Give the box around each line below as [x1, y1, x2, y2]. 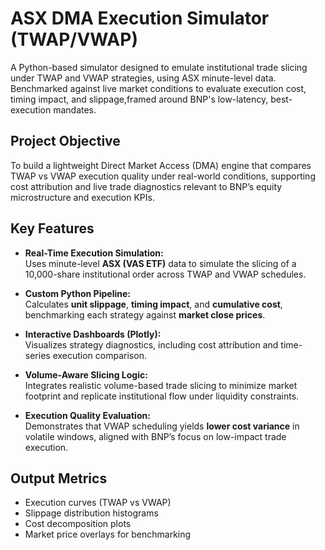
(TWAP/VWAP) [10, 28, 138, 51]
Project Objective [10, 133, 121, 150]
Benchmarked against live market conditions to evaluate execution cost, [10, 82, 307, 94]
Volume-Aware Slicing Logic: [24, 368, 148, 381]
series [24, 349, 51, 361]
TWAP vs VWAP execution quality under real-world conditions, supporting [10, 170, 316, 182]
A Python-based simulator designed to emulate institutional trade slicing [10, 61, 308, 73]
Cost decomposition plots [24, 518, 132, 530]
